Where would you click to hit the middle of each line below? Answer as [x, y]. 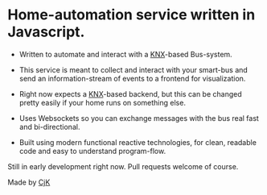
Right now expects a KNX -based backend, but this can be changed [130, 93]
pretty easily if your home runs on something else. [103, 102]
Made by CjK [29, 182]
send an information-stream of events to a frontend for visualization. [132, 78]
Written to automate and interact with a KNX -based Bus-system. [125, 54]
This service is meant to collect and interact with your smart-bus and [133, 69]
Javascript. [46, 32]
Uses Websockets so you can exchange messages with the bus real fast [139, 118]
